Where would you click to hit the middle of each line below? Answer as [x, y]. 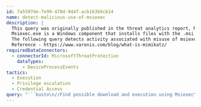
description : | [25, 23]
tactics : [17, 73]
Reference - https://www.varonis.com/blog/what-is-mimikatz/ [89, 45]
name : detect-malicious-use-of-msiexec [56, 17]
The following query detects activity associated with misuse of [95, 39]
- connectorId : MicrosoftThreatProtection [65, 56]
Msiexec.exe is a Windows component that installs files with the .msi [103, 34]
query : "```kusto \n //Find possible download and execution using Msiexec [100, 95]
